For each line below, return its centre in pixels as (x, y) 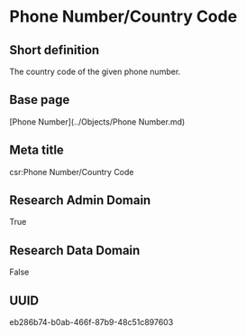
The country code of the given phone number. (95, 71)
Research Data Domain (75, 250)
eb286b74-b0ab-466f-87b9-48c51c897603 (91, 322)
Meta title (37, 150)
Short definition (55, 50)
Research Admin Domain (80, 200)
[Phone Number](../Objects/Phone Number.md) (97, 121)
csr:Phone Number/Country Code (72, 172)
